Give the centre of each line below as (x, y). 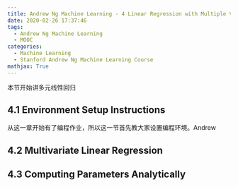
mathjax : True (28, 66)
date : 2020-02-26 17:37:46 (47, 20)
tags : (15, 27)
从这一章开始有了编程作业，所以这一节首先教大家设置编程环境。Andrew (112, 128)
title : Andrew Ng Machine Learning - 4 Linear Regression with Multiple (117, 14)
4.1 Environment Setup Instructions (86, 110)
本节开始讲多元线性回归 (41, 87)
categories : (25, 47)
